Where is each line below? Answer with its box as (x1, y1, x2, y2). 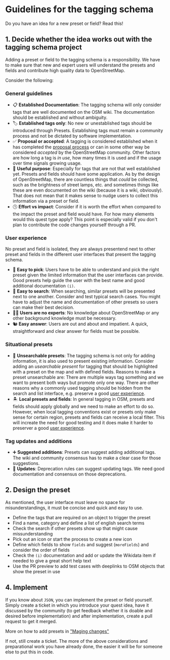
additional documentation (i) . (12, 283, 75, 289)
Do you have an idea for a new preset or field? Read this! (5, 20, 123, 26)
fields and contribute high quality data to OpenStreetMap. (5, 67, 125, 73)
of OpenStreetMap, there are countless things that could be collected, (12, 176, 159, 182)
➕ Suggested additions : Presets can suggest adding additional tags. (12, 449, 156, 455)
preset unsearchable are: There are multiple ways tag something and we (12, 374, 164, 380)
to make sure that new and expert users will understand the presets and (5, 62, 155, 68)
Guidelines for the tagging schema (5, 4, 154, 15)
